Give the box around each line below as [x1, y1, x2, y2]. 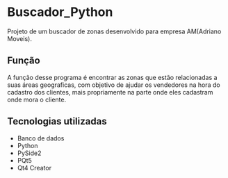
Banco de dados [17, 133, 65, 143]
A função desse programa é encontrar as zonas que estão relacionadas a [7, 73, 218, 81]
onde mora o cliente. [7, 95, 67, 104]
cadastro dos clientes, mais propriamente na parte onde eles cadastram [7, 88, 213, 96]
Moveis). [7, 34, 33, 42]
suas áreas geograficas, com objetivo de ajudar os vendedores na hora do [7, 81, 220, 89]
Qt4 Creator [17, 163, 52, 172]
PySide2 [17, 149, 42, 157]
